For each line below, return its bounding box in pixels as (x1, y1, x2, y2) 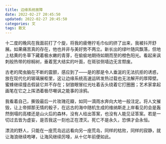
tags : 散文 (5, 26, 26, 31)
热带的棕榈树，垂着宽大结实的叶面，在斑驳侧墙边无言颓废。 (13, 59, 135, 65)
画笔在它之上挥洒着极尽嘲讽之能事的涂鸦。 (5, 88, 92, 94)
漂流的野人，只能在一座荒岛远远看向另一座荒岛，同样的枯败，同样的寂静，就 (5, 128, 161, 134)
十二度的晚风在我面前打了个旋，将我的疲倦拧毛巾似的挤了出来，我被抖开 (5, 40, 152, 46)
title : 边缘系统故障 (5, 7, 43, 12)
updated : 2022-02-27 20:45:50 (5, 16, 68, 21)
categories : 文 (5, 21, 36, 26)
